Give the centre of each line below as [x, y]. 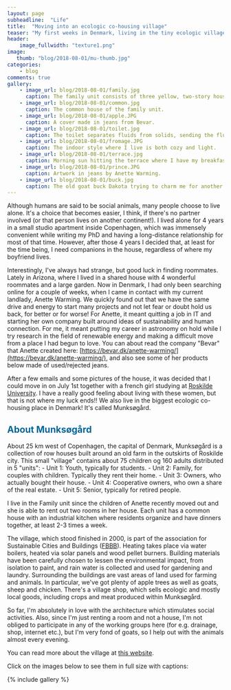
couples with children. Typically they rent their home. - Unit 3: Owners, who [114, 475]
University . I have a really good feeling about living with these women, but [112, 393]
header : [18, 39]
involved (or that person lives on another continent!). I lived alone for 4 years [115, 220]
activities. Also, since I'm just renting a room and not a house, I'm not [105, 618]
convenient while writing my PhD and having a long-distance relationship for [115, 235]
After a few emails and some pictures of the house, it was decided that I [109, 378]
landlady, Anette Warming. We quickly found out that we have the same [108, 299]
